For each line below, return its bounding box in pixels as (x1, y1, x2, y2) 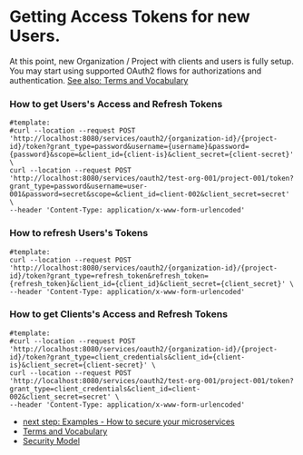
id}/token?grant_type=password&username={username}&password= (9, 143, 249, 152)
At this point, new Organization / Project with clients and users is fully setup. (9, 55, 295, 66)
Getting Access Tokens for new (9, 6, 251, 27)
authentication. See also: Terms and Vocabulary (9, 74, 189, 85)
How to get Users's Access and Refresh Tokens (9, 97, 223, 110)
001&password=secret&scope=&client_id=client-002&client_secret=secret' (9, 190, 290, 199)
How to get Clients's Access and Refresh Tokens (9, 308, 229, 321)
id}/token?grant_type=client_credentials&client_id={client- (9, 352, 246, 361)
